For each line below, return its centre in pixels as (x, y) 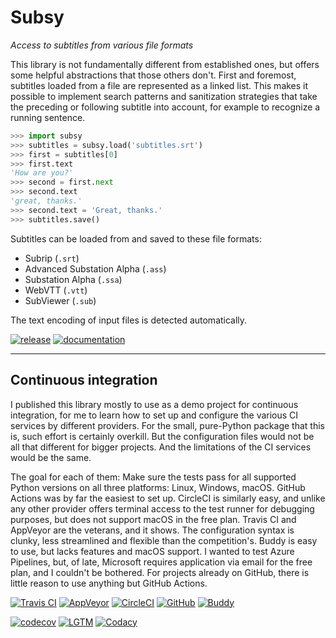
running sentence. (48, 117)
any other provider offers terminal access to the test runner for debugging (162, 508)
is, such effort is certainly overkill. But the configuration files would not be (162, 436)
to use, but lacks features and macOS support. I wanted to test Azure (152, 551)
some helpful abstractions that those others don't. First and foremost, (153, 75)
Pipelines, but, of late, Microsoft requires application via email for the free (161, 562)
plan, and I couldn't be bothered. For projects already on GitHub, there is (160, 572)
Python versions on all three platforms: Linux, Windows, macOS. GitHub (158, 487)
